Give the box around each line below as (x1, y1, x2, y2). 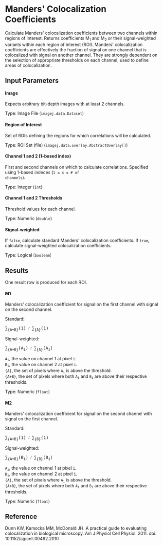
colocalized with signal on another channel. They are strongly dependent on (5, 52, 158, 58)
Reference (5, 512, 37, 521)
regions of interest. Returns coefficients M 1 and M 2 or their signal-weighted (5, 35, 156, 42)
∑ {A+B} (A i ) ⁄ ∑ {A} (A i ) (5, 345, 53, 352)
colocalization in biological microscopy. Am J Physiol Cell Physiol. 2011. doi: (5, 530, 157, 536)
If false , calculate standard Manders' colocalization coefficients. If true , (5, 238, 150, 243)
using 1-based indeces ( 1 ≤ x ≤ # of (5, 169, 79, 175)
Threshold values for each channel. (5, 206, 76, 212)
